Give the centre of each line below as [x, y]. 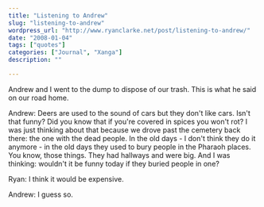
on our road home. [39, 98]
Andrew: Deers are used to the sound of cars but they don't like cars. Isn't [129, 113]
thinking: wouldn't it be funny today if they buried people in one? [114, 163]
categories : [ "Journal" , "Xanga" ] [66, 52]
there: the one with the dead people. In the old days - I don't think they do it [132, 138]
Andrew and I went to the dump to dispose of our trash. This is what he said [132, 89]
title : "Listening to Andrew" [58, 15]
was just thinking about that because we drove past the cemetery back [124, 130]
